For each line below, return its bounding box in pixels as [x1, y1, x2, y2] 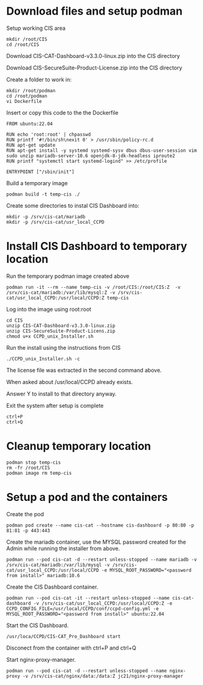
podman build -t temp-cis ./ [6, 191, 80, 197]
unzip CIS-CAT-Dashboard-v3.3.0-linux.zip [6, 322, 115, 328]
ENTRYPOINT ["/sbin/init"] [6, 169, 75, 175]
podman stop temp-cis [6, 459, 61, 466]
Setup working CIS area [6, 24, 66, 32]
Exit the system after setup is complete [6, 402, 104, 409]
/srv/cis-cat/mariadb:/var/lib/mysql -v [6, 562, 111, 568]
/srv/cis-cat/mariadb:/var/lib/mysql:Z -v [6, 289, 115, 296]
